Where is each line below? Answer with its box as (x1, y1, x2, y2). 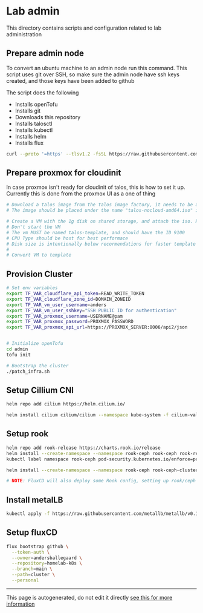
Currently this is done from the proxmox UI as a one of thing (6, 190, 156, 197)
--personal (11, 577, 39, 583)
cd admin (6, 346, 28, 352)
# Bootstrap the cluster (6, 362, 69, 369)
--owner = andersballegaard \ (11, 555, 83, 561)
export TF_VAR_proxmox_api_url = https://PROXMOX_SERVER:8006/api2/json (6, 324, 188, 330)
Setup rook (6, 428, 49, 439)
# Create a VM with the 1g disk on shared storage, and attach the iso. (6, 218, 193, 225)
